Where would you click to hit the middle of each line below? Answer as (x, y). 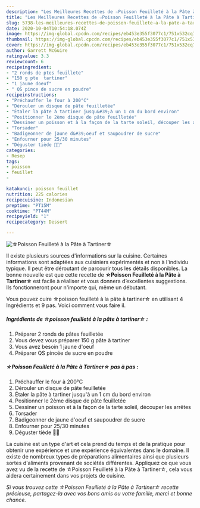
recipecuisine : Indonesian (40, 200)
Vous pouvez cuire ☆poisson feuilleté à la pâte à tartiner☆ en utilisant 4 (95, 299)
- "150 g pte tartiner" (37, 78)
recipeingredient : (29, 67)
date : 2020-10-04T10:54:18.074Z (46, 28)
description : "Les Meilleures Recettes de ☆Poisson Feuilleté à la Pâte (98, 12)
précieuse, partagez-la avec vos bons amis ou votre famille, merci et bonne (99, 493)
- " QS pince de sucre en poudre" (49, 89)
